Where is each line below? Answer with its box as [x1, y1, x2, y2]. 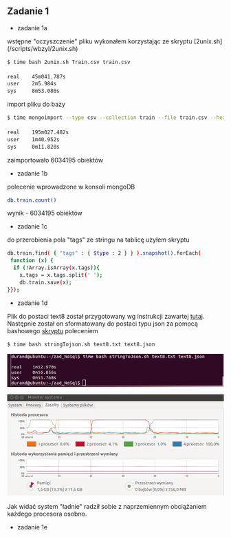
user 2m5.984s [7, 81, 57, 87]
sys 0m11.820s [7, 143, 60, 150]
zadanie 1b [16, 169, 48, 178]
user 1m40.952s [7, 136, 60, 143]
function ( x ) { [10, 257, 54, 264]
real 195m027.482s [7, 129, 69, 136]
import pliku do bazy [7, 100, 65, 109]
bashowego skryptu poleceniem [7, 326, 98, 335]
